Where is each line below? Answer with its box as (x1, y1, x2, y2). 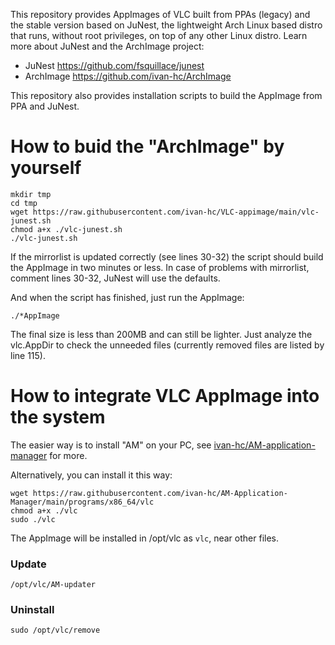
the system (10, 406, 106, 429)
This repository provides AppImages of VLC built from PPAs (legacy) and (10, 9, 311, 20)
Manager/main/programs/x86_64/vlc (10, 497, 155, 507)
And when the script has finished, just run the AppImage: (10, 291, 245, 303)
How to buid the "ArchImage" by (10, 135, 285, 158)
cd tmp (10, 198, 38, 208)
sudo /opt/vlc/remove (10, 625, 101, 636)
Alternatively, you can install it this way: (10, 469, 173, 481)
